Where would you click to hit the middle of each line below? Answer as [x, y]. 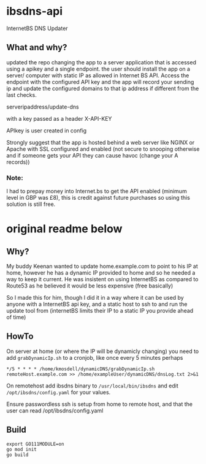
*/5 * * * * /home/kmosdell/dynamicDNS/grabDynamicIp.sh [81, 369]
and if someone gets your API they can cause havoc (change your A [92, 155]
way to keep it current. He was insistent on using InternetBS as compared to [102, 280]
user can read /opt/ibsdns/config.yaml [55, 410]
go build [17, 455]
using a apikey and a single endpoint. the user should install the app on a [98, 69]
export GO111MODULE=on [35, 444]
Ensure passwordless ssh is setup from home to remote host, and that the [100, 404]
